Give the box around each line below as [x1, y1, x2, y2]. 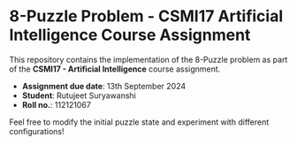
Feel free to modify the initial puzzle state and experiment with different [9, 117, 270, 127]
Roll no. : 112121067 [21, 99, 91, 110]
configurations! [9, 126, 65, 136]
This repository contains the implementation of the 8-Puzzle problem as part [9, 54, 288, 65]
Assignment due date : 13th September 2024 [21, 80, 187, 91]
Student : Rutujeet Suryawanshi [21, 90, 137, 101]
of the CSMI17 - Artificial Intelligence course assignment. [9, 64, 221, 74]
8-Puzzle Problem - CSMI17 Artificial [9, 6, 284, 27]
